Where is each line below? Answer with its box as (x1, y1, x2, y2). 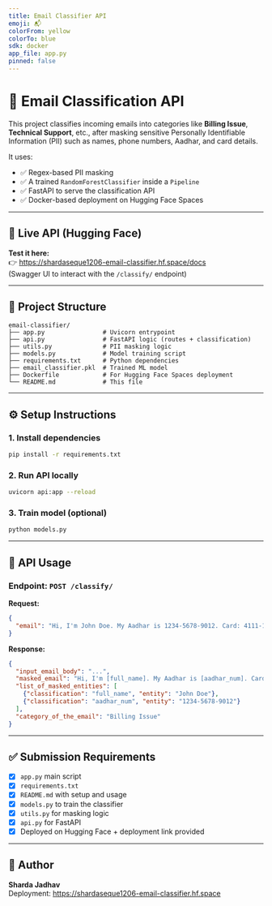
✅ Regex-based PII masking (19, 167, 114, 177)
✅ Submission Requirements (8, 749, 156, 763)
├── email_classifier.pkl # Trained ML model (8, 364, 168, 372)
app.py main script (19, 771, 82, 781)
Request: (8, 599, 40, 608)
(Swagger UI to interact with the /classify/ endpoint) (8, 268, 188, 278)
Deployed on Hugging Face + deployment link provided (19, 827, 205, 836)
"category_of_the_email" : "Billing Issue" (15, 712, 161, 720)
